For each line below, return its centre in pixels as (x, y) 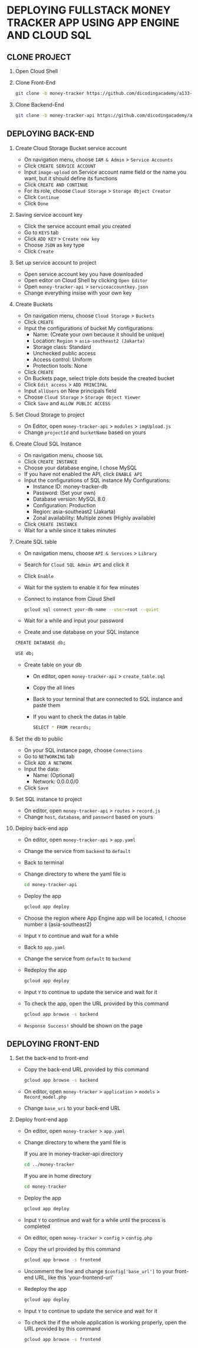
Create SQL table (36, 541)
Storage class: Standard (62, 347)
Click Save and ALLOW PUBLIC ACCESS (67, 403)
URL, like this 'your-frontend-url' (74, 1277)
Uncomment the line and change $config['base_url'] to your (99, 1271)
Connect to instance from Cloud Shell (70, 599)
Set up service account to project (56, 262)
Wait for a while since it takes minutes (70, 530)
